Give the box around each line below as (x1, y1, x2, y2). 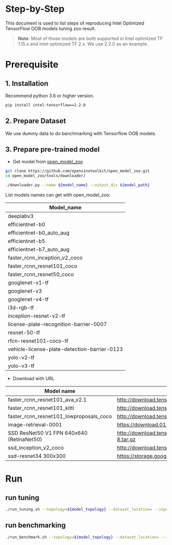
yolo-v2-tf (8, 354, 35, 361)
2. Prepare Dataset (5, 117, 67, 125)
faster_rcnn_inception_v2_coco (8, 254, 83, 261)
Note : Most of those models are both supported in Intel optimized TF (17, 35, 163, 41)
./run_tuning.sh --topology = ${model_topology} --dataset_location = (5, 507, 153, 512)
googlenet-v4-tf (8, 296, 49, 303)
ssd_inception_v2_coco (8, 444, 64, 451)
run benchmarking (5, 521, 66, 530)
